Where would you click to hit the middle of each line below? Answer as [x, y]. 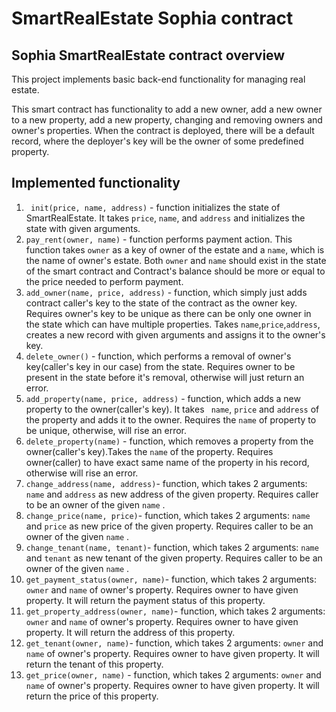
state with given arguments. [83, 228]
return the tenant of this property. [94, 664]
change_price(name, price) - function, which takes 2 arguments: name [168, 515]
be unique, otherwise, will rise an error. [106, 430]
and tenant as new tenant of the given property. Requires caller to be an [174, 558]
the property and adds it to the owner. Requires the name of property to [171, 419]
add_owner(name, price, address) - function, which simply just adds [166, 292]
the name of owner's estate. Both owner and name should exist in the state [176, 260]
